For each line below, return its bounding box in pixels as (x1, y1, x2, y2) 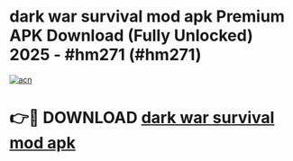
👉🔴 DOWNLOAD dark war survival (9, 108, 275, 128)
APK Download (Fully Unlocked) (9, 25, 254, 46)
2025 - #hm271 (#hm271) (9, 45, 202, 65)
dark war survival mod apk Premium (9, 6, 286, 27)
